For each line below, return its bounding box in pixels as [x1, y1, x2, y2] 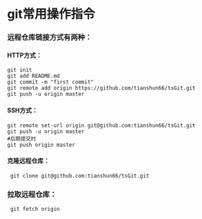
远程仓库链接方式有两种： [7, 32, 92, 42]
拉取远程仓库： [7, 189, 57, 199]
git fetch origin [10, 206, 60, 213]
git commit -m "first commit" [7, 79, 94, 86]
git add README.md [7, 73, 60, 80]
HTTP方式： [7, 51, 43, 59]
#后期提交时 [7, 135, 37, 142]
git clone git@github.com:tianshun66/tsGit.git [10, 172, 150, 179]
